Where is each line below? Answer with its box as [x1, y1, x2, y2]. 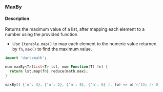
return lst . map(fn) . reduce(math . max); [9, 69, 89, 74]
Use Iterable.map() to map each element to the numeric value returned [12, 41, 157, 47]
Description [5, 16, 30, 21]
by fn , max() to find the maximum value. [12, 46, 92, 52]
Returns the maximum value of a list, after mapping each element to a [5, 26, 145, 32]
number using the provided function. [5, 32, 79, 37]
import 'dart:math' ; [5, 55, 47, 60]
